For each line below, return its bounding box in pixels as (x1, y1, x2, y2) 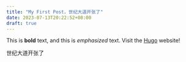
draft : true (6, 20, 37, 26)
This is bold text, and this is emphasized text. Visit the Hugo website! (6, 37, 180, 44)
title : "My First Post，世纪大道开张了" (6, 9, 103, 15)
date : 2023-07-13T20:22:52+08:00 (6, 15, 92, 21)
